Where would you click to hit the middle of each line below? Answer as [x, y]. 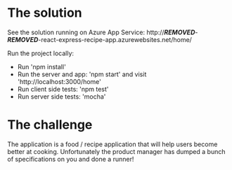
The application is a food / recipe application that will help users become [112, 144]
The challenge [50, 125]
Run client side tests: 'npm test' [63, 89]
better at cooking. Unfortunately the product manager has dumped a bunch [116, 151]
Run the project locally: [41, 53]
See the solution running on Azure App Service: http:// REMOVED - [103, 32]
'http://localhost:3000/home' [59, 81]
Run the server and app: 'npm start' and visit [82, 74]
